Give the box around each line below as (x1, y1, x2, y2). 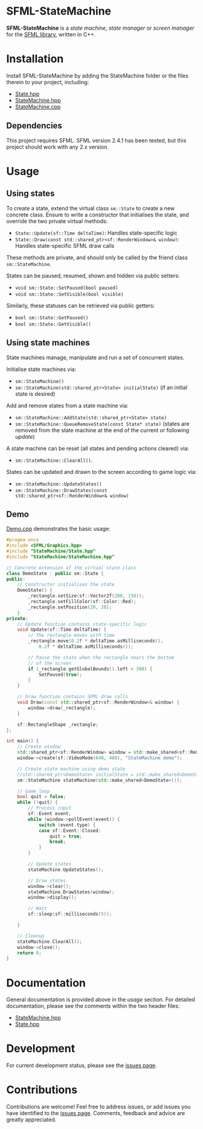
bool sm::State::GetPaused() (14, 315, 89, 321)
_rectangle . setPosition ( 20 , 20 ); (28, 604, 112, 610)
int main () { (6, 738, 39, 744)
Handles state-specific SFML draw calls (14, 242, 115, 249)
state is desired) (14, 390, 56, 398)
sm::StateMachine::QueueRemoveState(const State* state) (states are (14, 420, 190, 427)
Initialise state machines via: (6, 365, 77, 373)
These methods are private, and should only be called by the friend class (6, 253, 188, 261)
